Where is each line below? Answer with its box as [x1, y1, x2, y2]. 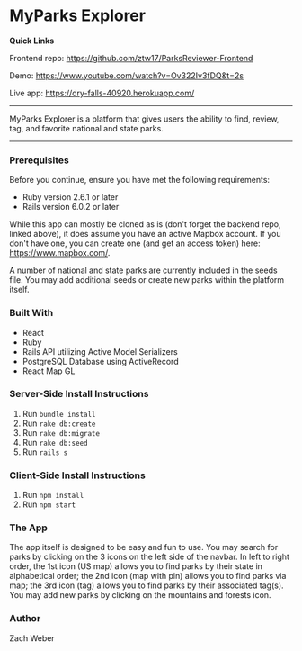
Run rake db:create [22, 418, 96, 429]
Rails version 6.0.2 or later [22, 202, 120, 212]
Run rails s [22, 447, 68, 457]
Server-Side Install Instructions [9, 388, 149, 401]
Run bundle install [22, 408, 96, 419]
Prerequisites [9, 154, 69, 167]
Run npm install [22, 490, 84, 501]
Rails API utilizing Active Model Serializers [22, 346, 178, 357]
